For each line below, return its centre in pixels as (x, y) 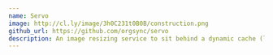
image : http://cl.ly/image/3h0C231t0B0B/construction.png (108, 23)
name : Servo (28, 16)
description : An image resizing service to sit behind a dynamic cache (132, 38)
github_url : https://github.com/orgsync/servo (89, 31)
